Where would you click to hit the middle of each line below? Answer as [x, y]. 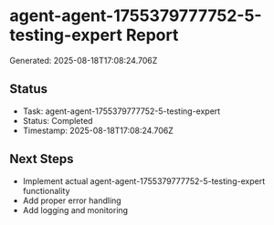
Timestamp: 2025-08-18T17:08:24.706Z [98, 130]
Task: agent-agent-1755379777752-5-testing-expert [121, 111]
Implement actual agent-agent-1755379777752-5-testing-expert [144, 181]
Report [152, 35]
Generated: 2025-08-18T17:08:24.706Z [84, 60]
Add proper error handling [72, 200]
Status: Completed [58, 120]
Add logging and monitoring [75, 210]
